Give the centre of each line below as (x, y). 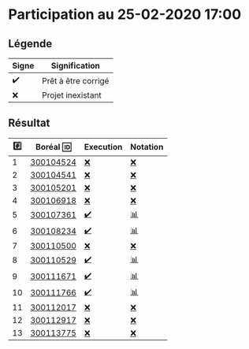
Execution (103, 147)
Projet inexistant (72, 95)
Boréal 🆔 (53, 147)
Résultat (29, 123)
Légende (30, 44)
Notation (147, 147)
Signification (75, 66)
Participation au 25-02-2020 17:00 (125, 15)
